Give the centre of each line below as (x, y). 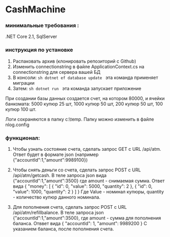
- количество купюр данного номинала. (57, 197)
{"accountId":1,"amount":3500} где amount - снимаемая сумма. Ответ (89, 181)
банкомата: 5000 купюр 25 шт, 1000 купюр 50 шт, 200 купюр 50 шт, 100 (84, 104)
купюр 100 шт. (21, 109)
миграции (24, 83)
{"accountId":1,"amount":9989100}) (50, 160)
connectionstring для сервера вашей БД (57, 72)
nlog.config (17, 125)
